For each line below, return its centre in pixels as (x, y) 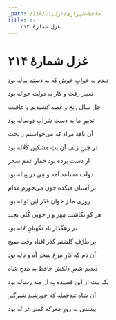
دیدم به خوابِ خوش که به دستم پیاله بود (58, 80)
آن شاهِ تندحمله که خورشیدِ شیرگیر (52, 295)
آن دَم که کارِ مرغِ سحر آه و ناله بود (52, 255)
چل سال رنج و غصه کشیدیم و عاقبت (54, 107)
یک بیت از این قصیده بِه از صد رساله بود (58, 282)
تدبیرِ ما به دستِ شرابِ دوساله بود (51, 120)
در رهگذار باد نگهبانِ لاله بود (43, 228)
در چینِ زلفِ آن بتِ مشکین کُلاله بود (53, 147)
